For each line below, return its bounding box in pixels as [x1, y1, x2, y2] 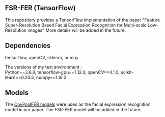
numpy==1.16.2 [36, 74, 67, 80]
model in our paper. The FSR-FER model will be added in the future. [5, 107, 142, 113]
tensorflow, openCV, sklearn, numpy [5, 54, 79, 60]
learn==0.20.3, [5, 74, 35, 80]
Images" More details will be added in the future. [27, 27, 126, 33]
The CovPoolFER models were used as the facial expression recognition [5, 101, 151, 107]
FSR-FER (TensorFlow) [5, 4, 76, 12]
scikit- [121, 69, 134, 75]
